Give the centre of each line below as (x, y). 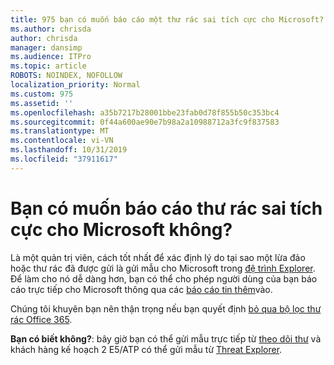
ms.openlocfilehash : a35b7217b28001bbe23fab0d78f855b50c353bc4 (145, 112)
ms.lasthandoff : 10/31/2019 (69, 150)
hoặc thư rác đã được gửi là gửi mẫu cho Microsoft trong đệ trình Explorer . (163, 268)
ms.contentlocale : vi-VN (62, 141)
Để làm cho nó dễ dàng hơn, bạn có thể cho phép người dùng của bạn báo (164, 278)
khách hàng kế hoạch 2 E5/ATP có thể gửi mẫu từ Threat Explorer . (146, 349)
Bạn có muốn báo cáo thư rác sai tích (166, 208)
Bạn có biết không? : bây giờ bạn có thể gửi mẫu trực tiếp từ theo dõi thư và (166, 338)
